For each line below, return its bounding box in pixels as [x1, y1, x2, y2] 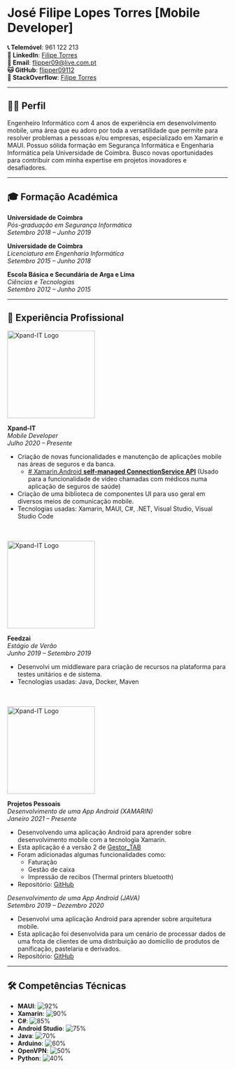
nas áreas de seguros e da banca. [17, 460, 115, 469]
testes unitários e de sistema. [17, 670, 103, 679]
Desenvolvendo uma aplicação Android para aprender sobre [17, 828, 192, 836]
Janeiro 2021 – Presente [7, 815, 77, 823]
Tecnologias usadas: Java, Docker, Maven [17, 677, 139, 686]
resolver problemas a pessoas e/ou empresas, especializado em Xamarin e [7, 133, 224, 142]
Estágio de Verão [7, 642, 57, 650]
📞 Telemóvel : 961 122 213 [7, 43, 79, 51]
